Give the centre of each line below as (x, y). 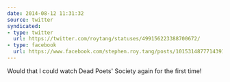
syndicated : (24, 26)
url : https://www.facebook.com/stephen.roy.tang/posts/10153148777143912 (120, 52)
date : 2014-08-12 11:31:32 (46, 13)
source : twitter (30, 20)
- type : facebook (32, 45)
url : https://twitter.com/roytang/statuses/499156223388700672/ (107, 39)
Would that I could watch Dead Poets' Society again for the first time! (104, 71)
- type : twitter (30, 32)
